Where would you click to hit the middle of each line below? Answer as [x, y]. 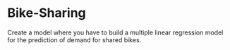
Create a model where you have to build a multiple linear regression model [115, 32]
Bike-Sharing [47, 13]
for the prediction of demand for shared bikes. [74, 39]
